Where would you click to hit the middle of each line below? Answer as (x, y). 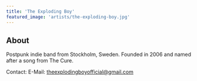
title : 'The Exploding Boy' (41, 11)
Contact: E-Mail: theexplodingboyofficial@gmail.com (70, 72)
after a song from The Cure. (40, 61)
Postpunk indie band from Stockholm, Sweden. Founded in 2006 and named (99, 54)
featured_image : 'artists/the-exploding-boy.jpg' (68, 17)
